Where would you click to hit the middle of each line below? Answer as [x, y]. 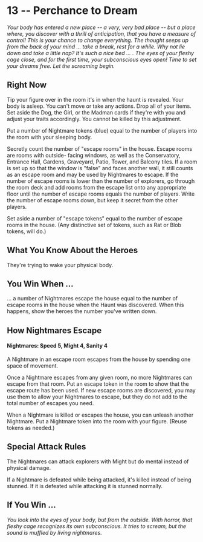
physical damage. [29, 468]
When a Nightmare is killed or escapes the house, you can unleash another [100, 415]
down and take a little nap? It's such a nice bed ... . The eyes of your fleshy [101, 53]
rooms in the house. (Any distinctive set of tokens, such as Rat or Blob [94, 225]
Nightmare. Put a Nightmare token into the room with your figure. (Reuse [97, 421]
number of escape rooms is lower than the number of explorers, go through [101, 181]
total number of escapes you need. [50, 403]
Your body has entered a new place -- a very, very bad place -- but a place [101, 27]
